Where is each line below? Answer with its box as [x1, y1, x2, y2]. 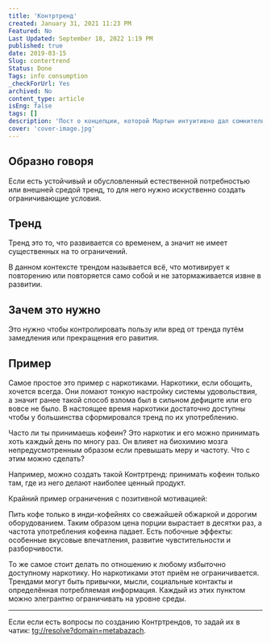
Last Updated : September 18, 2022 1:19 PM [8, 34, 153, 43]
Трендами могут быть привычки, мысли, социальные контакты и [8, 577, 233, 586]
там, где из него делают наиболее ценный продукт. [8, 478, 186, 488]
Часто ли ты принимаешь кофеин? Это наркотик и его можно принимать [8, 428, 261, 438]
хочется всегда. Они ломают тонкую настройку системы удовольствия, [8, 387, 257, 396]
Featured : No [8, 27, 52, 35]
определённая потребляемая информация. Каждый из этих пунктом [8, 586, 246, 594]
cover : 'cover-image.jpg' [8, 125, 95, 133]
